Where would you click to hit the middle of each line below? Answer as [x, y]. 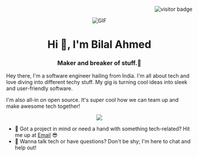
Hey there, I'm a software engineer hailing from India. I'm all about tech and [98, 76]
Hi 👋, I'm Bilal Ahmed [99, 45]
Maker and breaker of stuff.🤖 [99, 63]
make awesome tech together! [43, 106]
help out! [25, 148]
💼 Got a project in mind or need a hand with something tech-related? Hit [102, 129]
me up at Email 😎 [36, 135]
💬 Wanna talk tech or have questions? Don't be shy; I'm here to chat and [103, 142]
